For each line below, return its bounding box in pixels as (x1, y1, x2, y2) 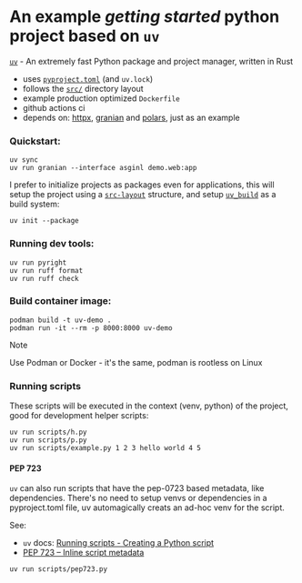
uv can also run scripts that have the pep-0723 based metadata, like (9, 483, 265, 494)
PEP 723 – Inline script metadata (22, 548, 145, 558)
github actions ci (22, 102, 86, 113)
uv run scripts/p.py (9, 436, 88, 445)
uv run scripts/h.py (9, 427, 88, 437)
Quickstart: (9, 135, 61, 147)
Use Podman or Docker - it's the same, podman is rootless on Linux (9, 357, 263, 367)
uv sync (9, 156, 39, 165)
